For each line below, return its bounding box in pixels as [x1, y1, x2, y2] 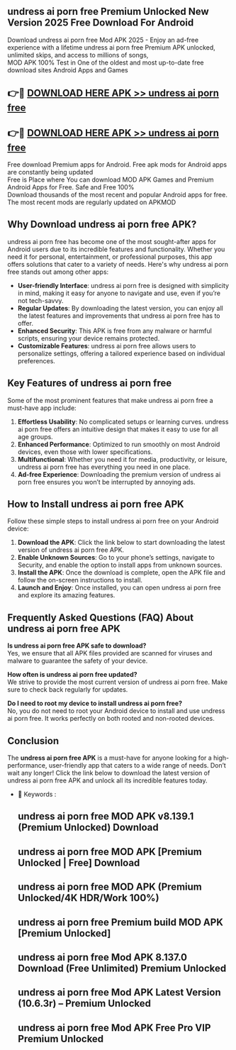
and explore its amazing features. [17, 591, 116, 599]
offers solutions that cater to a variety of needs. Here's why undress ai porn [7, 260, 229, 268]
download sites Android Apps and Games [7, 65, 129, 74]
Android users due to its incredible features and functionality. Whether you [7, 245, 225, 253]
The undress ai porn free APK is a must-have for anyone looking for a [7, 753, 213, 762]
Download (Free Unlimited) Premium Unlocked [17, 963, 227, 975]
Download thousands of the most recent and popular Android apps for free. [7, 191, 228, 199]
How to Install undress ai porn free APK [7, 498, 184, 510]
